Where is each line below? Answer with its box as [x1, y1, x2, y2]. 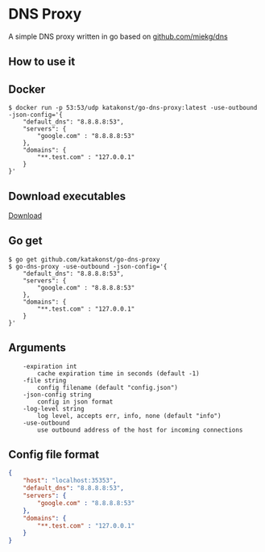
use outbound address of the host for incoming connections [37, 425, 243, 434]
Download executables [8, 189, 126, 203]
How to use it [8, 55, 76, 69]
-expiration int [23, 362, 78, 370]
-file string [23, 376, 67, 384]
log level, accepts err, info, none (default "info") [37, 412, 222, 420]
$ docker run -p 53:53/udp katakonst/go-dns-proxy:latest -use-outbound [8, 104, 258, 112]
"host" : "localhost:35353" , [23, 477, 117, 485]
